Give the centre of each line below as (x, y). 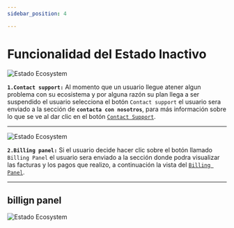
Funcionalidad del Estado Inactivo (107, 54)
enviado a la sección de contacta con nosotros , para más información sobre (117, 109)
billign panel (34, 200)
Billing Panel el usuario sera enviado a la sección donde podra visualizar (114, 157)
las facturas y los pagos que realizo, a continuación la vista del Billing (109, 165)
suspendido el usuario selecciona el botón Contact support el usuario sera (114, 101)
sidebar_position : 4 (37, 14)
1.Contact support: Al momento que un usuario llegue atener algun (104, 87)
